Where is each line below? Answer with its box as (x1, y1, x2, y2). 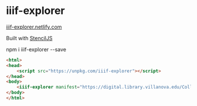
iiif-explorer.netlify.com (6, 23, 62, 30)
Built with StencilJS (6, 34, 53, 41)
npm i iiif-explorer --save (6, 45, 66, 53)
